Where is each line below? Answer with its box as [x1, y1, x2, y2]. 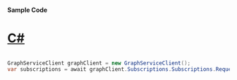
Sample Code [7, 6, 48, 14]
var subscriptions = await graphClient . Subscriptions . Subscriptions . [7, 66, 217, 73]
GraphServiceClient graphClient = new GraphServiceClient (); [7, 60, 191, 67]
